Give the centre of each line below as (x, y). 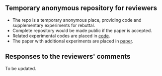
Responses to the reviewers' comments (68, 57)
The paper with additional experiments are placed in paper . (73, 41)
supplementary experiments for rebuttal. (54, 25)
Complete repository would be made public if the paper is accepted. (82, 30)
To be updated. (21, 68)
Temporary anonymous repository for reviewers (81, 8)
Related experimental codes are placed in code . (61, 36)
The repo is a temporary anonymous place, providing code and (77, 20)
